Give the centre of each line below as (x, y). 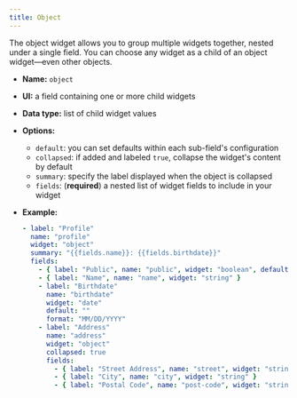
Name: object (47, 79)
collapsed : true (76, 352)
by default (54, 166)
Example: (39, 212)
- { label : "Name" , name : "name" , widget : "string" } (140, 278)
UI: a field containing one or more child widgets (109, 96)
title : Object (35, 17)
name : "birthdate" (80, 294)
